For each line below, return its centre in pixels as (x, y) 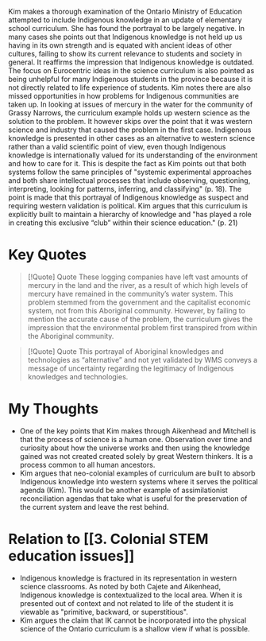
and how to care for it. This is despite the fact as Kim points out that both (127, 163)
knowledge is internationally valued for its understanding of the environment (133, 155)
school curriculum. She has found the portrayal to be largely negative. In (126, 28)
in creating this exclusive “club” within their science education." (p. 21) (123, 223)
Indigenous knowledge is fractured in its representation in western (128, 578)
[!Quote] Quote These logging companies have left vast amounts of (138, 277)
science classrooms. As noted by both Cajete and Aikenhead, (120, 586)
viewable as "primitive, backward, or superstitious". (104, 612)
